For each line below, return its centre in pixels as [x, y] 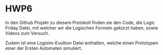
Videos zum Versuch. [27, 33]
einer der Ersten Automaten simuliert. [44, 48]
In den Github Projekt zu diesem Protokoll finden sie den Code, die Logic [80, 22]
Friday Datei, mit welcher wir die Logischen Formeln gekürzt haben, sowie [82, 27]
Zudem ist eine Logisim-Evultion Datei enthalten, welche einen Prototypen [82, 42]
